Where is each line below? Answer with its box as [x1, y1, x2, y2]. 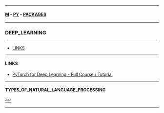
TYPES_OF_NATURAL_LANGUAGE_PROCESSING [5, 87, 106, 93]
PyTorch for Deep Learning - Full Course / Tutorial [12, 71, 113, 77]
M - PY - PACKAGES [5, 11, 46, 17]
